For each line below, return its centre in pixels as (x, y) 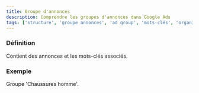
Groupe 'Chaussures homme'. (42, 84)
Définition (21, 43)
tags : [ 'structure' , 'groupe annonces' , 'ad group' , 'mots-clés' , (90, 22)
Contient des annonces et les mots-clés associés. (67, 56)
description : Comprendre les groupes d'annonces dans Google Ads (88, 17)
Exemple (19, 71)
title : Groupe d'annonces (38, 11)
